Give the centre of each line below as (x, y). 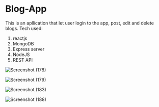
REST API (23, 60)
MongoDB (23, 43)
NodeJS (21, 55)
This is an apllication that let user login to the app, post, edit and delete (80, 23)
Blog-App (26, 9)
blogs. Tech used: (24, 28)
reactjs (20, 38)
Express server (29, 49)
